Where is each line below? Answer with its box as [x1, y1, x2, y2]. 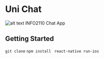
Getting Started [5, 34, 54, 43]
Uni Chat [5, 3, 42, 15]
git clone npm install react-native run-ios [5, 48, 100, 53]
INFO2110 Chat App [25, 20, 66, 26]
